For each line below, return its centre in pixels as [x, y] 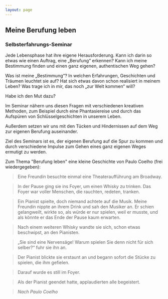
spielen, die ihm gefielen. [43, 263]
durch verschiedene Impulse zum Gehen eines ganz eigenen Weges [76, 146]
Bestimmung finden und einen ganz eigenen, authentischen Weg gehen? [80, 66]
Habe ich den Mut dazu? [31, 96]
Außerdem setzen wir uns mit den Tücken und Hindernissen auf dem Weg [81, 126]
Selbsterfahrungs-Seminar [39, 44]
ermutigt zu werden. [26, 152]
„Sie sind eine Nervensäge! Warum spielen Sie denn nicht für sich [85, 242]
